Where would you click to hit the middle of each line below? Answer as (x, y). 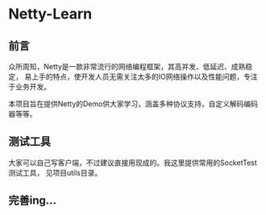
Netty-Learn (50, 14)
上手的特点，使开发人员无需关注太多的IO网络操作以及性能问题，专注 (144, 76)
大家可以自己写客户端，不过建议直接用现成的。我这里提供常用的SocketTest (133, 163)
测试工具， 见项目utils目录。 (55, 172)
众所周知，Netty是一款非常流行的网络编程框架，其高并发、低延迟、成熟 (127, 66)
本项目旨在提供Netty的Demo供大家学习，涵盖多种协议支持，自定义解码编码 (133, 104)
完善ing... (33, 201)
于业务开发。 (29, 87)
